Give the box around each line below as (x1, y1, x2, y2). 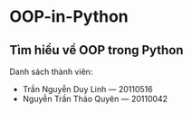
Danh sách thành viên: (9, 66, 93, 77)
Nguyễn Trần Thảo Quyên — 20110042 (22, 93, 168, 104)
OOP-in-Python (9, 6, 129, 27)
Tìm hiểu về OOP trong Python (9, 42, 184, 58)
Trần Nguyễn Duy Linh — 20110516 (22, 84, 153, 94)
